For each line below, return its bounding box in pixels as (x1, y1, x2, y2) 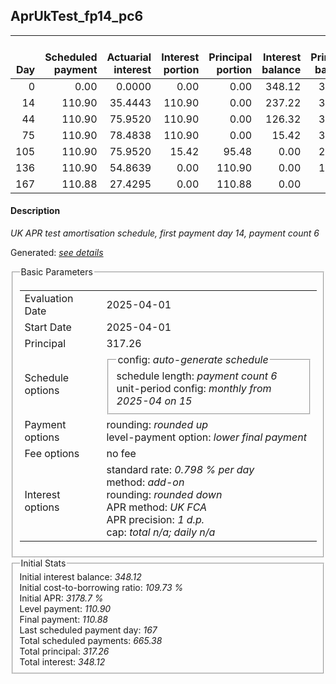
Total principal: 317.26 (19, 645, 110, 658)
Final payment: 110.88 (19, 614, 108, 626)
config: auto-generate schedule (117, 352, 269, 366)
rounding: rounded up (106, 417, 208, 431)
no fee (106, 446, 137, 460)
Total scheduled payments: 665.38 (19, 635, 163, 647)
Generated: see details (10, 247, 104, 259)
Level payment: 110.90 (19, 603, 112, 615)
